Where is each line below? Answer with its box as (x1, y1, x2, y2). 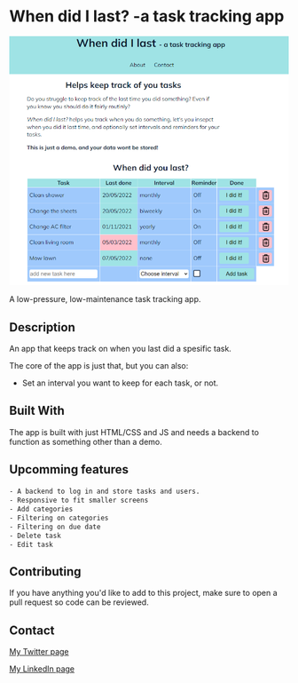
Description (9, 320, 75, 335)
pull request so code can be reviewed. (9, 597, 149, 608)
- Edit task (9, 540, 53, 549)
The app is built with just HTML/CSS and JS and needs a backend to (9, 426, 260, 437)
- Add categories (9, 504, 74, 513)
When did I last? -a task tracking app (9, 6, 285, 27)
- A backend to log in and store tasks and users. (9, 487, 200, 496)
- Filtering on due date (9, 522, 101, 531)
